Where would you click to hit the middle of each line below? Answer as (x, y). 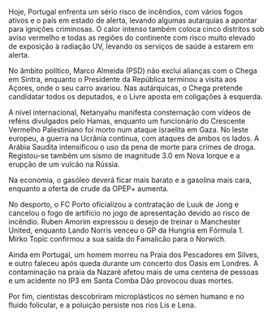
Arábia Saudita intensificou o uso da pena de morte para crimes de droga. (132, 147)
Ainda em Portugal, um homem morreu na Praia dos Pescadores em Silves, (134, 255)
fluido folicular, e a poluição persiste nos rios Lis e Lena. (102, 305)
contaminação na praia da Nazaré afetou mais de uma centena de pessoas (134, 272)
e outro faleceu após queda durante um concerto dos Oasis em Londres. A (134, 263)
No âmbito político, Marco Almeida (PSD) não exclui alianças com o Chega (133, 71)
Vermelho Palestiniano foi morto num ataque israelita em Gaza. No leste (129, 130)
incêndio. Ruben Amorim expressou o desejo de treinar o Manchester (125, 222)
